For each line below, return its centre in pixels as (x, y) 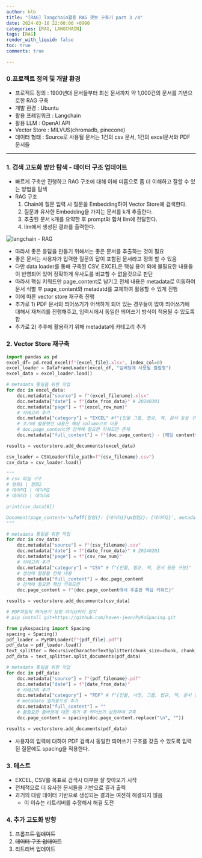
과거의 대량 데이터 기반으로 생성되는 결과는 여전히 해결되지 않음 (89, 795)
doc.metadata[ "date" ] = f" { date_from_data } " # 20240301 (89, 401)
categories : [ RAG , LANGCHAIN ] (44, 29)
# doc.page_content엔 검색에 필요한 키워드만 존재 (74, 430)
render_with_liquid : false (40, 40)
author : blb (21, 12)
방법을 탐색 (34, 189)
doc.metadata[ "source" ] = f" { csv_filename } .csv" (79, 545)
